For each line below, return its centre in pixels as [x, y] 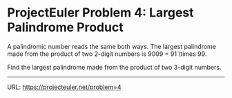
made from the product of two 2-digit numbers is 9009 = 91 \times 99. [107, 54]
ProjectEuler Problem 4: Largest [101, 13]
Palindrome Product [65, 27]
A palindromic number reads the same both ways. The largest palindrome [112, 46]
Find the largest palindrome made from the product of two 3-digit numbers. [114, 67]
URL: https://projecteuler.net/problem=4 [65, 87]
